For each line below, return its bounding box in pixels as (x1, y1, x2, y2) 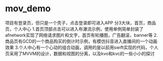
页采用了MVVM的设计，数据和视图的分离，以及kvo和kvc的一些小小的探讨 (5, 50, 155, 57)
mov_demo (5, 3, 51, 14)
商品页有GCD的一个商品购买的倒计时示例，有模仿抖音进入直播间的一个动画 (5, 38, 158, 44)
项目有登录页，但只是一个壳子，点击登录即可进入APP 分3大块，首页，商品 (5, 20, 157, 26)
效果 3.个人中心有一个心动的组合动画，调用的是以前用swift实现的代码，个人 (5, 44, 159, 50)
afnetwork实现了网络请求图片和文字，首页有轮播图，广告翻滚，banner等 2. (5, 32, 158, 38)
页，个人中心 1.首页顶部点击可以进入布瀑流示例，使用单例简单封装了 (5, 26, 144, 32)
